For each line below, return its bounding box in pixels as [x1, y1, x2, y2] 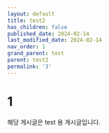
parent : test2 [7, 57, 49, 64]
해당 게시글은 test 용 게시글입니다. [7, 117, 101, 126]
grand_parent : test [7, 50, 65, 57]
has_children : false [7, 23, 68, 30]
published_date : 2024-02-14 [7, 30, 90, 37]
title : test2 [7, 17, 46, 24]
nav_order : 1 [7, 43, 46, 50]
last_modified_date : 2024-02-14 [7, 37, 102, 44]
